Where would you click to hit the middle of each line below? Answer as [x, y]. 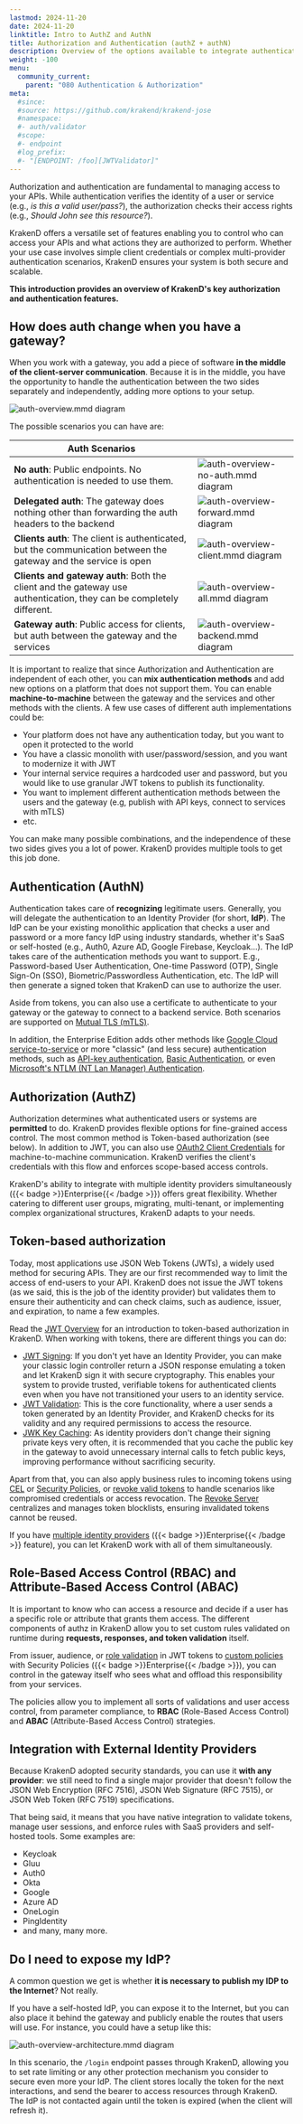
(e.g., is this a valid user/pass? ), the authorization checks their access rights [151, 205]
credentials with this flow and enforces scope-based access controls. [139, 1166]
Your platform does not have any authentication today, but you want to [153, 735]
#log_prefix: [42, 152]
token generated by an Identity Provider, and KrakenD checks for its [148, 1413]
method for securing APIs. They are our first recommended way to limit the [148, 1272]
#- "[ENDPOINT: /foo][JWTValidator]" [88, 160]
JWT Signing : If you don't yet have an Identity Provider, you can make [152, 1355]
